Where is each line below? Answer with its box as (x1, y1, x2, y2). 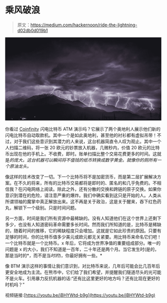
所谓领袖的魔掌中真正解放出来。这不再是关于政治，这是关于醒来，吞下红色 (5, 198, 157, 204)
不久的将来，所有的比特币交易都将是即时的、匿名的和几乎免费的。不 (18, 180, 157, 186)
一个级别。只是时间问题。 (26, 204, 79, 211)
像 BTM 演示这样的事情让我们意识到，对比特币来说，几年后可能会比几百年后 (5, 263, 160, 269)
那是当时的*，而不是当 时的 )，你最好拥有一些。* (5, 252, 103, 258)
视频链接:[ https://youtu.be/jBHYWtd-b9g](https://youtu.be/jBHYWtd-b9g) (5, 292, 156, 298)
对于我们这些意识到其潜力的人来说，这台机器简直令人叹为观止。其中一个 (13, 138, 162, 144)
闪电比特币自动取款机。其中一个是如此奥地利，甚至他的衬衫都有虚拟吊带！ (5, 132, 157, 138)
